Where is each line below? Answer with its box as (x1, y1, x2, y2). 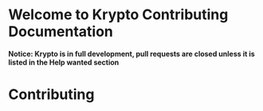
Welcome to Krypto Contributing (8, 6, 229, 24)
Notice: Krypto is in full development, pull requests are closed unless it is (8, 49, 255, 58)
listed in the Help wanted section (8, 57, 120, 67)
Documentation (8, 22, 114, 41)
